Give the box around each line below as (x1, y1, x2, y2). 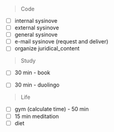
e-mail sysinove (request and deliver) (14, 38, 109, 45)
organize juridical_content (14, 45, 80, 52)
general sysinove (14, 31, 58, 39)
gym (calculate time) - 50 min (14, 106, 89, 113)
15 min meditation (14, 112, 59, 120)
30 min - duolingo (14, 81, 60, 88)
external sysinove (14, 24, 59, 31)
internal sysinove (14, 17, 58, 24)
